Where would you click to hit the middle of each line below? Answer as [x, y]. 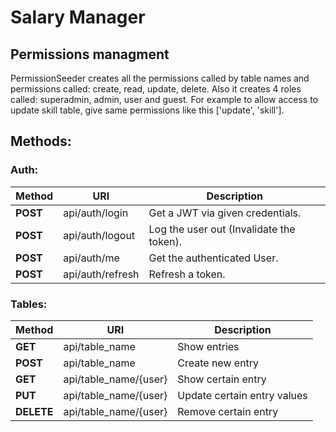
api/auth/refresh [101, 274]
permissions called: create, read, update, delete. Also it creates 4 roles [156, 89]
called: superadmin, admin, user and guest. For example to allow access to [164, 99]
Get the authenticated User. [213, 258]
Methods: [41, 141]
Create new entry [218, 363]
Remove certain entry [228, 411]
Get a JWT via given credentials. [225, 213]
